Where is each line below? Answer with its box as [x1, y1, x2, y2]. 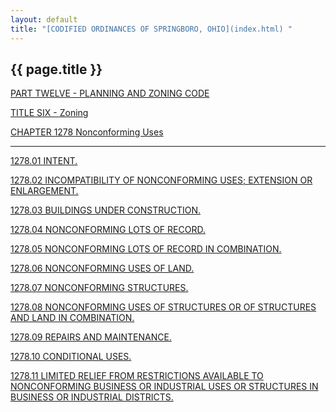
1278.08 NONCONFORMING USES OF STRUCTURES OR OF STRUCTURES [10, 301, 317, 313]
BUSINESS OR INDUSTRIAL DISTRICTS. [10, 391, 174, 403]
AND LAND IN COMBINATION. [10, 312, 135, 324]
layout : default [10, 14, 78, 25]
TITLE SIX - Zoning [10, 107, 89, 119]
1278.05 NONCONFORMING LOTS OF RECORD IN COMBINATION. [10, 243, 282, 255]
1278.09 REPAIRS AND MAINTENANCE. [10, 331, 172, 343]
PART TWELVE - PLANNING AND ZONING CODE [10, 87, 210, 100]
